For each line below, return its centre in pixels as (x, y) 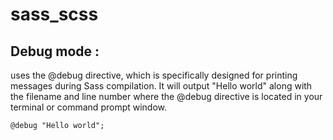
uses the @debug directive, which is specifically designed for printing (154, 75)
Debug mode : (55, 51)
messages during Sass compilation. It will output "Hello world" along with (161, 86)
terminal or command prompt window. (89, 107)
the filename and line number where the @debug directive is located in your (166, 96)
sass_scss (54, 14)
